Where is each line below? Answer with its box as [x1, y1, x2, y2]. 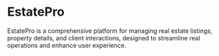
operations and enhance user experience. [7, 41, 127, 49]
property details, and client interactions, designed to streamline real [7, 33, 201, 42]
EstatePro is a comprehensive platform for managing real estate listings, [7, 27, 213, 35]
